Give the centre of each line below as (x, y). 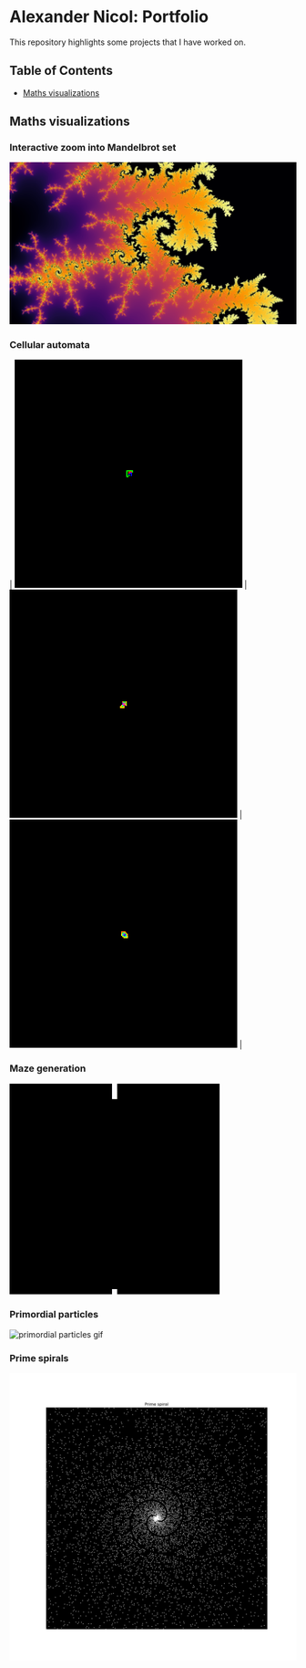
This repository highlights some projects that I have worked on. (127, 42)
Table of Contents (61, 71)
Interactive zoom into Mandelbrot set (93, 148)
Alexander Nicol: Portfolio (109, 17)
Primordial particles (54, 1315)
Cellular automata (50, 344)
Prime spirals (39, 1358)
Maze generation (48, 1068)
